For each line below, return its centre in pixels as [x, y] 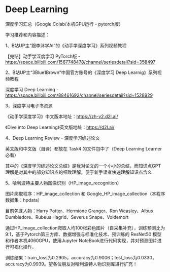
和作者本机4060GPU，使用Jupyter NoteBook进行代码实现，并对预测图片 [81, 240]
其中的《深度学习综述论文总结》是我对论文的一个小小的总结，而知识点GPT [83, 166]
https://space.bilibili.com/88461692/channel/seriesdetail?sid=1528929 [79, 95]
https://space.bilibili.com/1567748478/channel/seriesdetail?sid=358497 [80, 62]
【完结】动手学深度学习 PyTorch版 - [43, 56]
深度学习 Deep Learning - [32, 89]
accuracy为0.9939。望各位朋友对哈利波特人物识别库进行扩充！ [71, 264]
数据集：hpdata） [24, 200]
